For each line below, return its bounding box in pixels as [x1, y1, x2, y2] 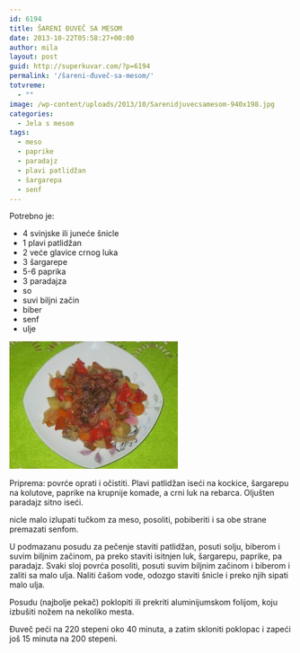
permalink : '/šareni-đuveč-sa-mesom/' [9, 72, 154, 81]
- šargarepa [17, 175, 63, 184]
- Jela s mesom [17, 119, 75, 128]
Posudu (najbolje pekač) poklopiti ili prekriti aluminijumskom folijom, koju [9, 597, 278, 608]
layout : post [9, 52, 58, 62]
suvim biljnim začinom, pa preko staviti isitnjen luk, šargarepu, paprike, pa [9, 551, 283, 561]
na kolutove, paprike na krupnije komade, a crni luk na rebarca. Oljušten [9, 488, 275, 499]
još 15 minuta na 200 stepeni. [9, 633, 119, 644]
